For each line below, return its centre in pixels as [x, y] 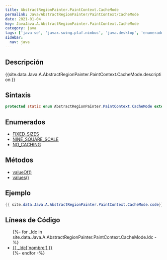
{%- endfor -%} [29, 253]
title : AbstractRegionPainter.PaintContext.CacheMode [62, 10]
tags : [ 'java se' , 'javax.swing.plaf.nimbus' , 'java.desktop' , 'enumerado [84, 33]
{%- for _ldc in [27, 232]
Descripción [24, 62]
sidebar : [14, 38]
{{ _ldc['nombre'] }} [32, 248]
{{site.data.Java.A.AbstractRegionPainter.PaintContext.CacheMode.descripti [83, 74]
